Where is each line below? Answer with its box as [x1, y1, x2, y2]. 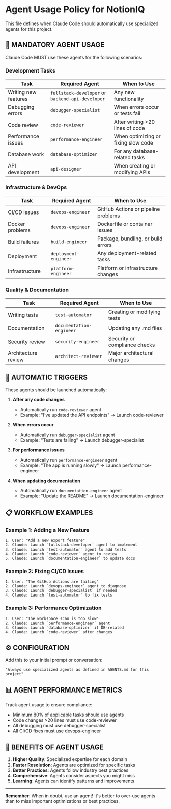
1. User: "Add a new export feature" [5, 538, 85, 543]
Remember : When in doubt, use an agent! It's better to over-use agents [5, 793, 156, 799]
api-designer [50, 166, 82, 172]
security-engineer [55, 339, 100, 344]
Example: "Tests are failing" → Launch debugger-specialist [20, 437, 144, 443]
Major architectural [108, 349, 154, 356]
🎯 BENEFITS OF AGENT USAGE [5, 743, 104, 751]
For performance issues [12, 447, 65, 453]
